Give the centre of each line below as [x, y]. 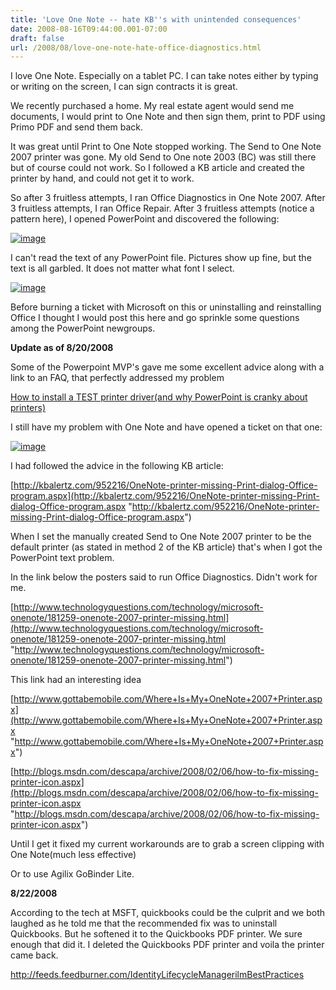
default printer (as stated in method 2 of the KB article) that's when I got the [166, 547]
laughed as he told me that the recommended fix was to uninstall [144, 923]
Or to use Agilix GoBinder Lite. [72, 874]
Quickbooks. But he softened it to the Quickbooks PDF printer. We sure [156, 934]
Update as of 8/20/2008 [62, 348]
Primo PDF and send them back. [77, 127]
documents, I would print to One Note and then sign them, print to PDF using [168, 117]
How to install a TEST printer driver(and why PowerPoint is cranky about [159, 397]
